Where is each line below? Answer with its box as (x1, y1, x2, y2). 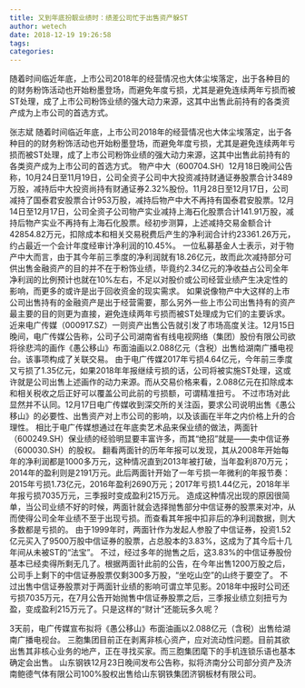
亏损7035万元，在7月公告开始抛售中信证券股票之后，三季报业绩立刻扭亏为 (9, 593, 288, 603)
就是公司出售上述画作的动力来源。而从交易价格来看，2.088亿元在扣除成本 (16, 376, 294, 387)
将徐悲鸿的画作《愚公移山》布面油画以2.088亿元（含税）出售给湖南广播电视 (9, 343, 294, 354)
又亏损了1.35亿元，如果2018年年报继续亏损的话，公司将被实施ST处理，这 (9, 365, 283, 376)
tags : (9, 38, 30, 48)
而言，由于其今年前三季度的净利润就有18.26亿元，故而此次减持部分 (33, 252, 284, 263)
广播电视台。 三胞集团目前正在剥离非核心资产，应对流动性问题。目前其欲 (16, 634, 290, 645)
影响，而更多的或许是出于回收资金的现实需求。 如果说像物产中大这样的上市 (9, 285, 290, 296)
